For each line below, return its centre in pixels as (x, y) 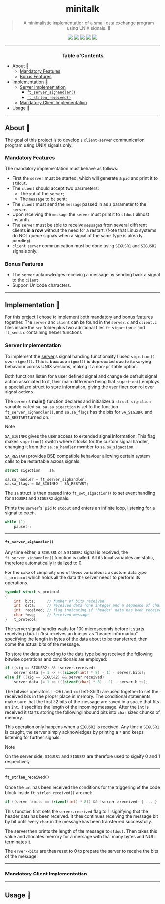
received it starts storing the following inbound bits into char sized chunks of (82, 712)
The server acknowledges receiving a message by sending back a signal (86, 274)
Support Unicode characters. (41, 285)
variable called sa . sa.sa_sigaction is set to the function (62, 406)
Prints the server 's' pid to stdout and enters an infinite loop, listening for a (80, 508)
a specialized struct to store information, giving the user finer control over (80, 387)
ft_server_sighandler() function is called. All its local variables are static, (80, 558)
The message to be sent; (43, 199)
